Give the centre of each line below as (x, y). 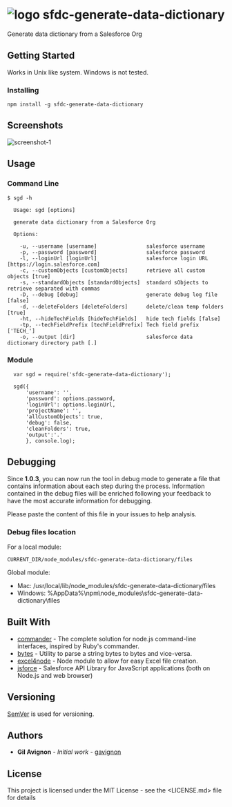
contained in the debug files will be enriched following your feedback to (109, 493)
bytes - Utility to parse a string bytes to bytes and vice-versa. (104, 653)
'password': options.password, (70, 398)
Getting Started (41, 56)
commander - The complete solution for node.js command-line (107, 639)
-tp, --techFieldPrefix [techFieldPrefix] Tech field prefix (109, 324)
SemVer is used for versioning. (51, 714)
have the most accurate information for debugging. (80, 500)
